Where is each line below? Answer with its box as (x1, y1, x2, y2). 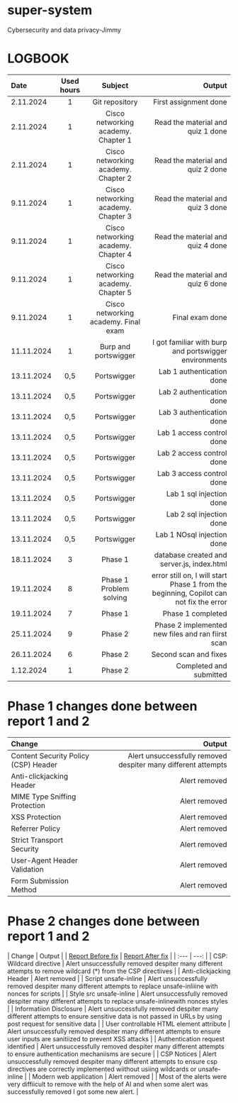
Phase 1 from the (169, 579, 227, 589)
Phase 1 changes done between (7, 698, 198, 714)
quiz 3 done (187, 202, 227, 212)
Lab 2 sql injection (166, 509, 227, 519)
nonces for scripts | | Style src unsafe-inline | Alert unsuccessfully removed (7, 989, 228, 998)
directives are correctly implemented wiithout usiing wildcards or (7, 1065, 197, 1073)
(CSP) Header (11, 760, 58, 770)
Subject (101, 80, 129, 90)
